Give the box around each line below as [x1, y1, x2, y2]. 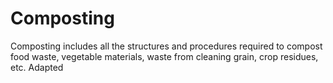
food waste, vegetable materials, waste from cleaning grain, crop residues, [10, 50, 319, 62]
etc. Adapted [10, 61, 64, 73]
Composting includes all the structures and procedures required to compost [10, 40, 323, 52]
